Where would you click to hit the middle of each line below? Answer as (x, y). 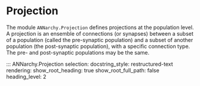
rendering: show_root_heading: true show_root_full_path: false (83, 70)
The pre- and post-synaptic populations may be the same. (78, 52)
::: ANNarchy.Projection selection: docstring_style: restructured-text (90, 64)
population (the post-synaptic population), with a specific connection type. (98, 46)
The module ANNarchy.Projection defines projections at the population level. (100, 27)
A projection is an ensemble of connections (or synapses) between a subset (100, 33)
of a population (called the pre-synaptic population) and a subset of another (100, 40)
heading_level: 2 (26, 77)
